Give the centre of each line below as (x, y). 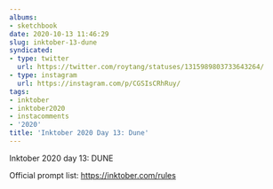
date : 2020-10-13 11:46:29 (59, 34)
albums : (24, 17)
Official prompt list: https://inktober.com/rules (92, 175)
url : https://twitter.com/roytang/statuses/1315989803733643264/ (141, 67)
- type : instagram (43, 75)
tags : (19, 91)
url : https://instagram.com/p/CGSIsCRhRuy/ (99, 83)
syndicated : (31, 51)
